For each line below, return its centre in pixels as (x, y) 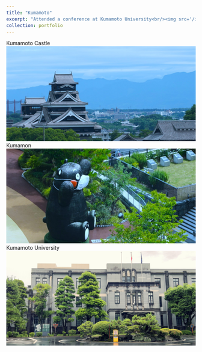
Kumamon (19, 146)
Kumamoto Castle (28, 43)
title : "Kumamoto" (29, 13)
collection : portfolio (35, 25)
